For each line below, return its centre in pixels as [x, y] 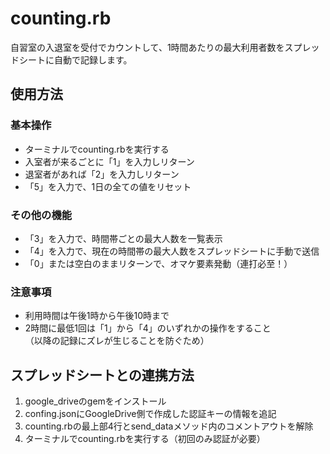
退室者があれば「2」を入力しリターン [102, 174]
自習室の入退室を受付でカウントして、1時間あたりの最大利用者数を [147, 47]
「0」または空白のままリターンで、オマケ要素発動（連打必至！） [158, 263]
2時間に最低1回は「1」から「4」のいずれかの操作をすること [148, 328]
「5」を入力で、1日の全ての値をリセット [108, 186]
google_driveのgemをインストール [95, 401]
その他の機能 [41, 215]
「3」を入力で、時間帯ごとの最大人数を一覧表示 [123, 238]
